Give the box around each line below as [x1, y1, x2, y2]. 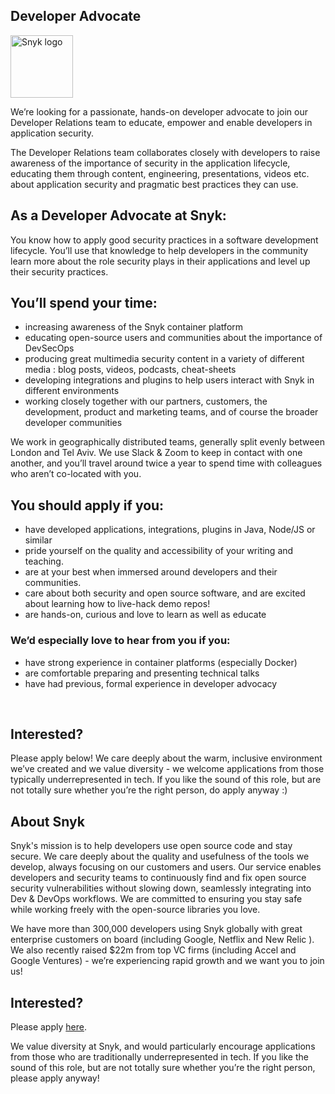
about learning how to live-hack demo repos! [24, 598, 211, 610]
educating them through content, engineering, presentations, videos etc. [10, 167, 310, 179]
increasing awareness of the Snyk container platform [24, 321, 244, 333]
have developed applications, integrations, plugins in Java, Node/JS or [24, 524, 316, 536]
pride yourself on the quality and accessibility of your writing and [24, 545, 294, 557]
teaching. [24, 555, 64, 568]
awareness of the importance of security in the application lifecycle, [10, 157, 291, 169]
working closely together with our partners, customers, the [24, 395, 268, 408]
